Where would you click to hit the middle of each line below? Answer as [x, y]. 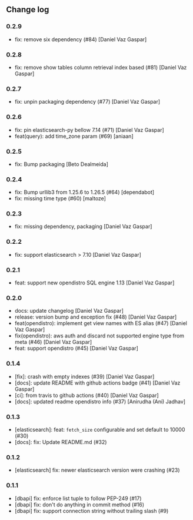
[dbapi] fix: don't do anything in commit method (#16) [79, 504]
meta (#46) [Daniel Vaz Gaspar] [53, 342]
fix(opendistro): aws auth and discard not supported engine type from [99, 336]
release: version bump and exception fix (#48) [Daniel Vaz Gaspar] [96, 317]
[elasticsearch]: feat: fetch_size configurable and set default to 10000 [100, 429]
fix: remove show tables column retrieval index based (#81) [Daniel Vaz [101, 67]
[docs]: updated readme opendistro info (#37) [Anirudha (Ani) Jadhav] [100, 401]
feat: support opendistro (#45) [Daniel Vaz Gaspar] [76, 348]
